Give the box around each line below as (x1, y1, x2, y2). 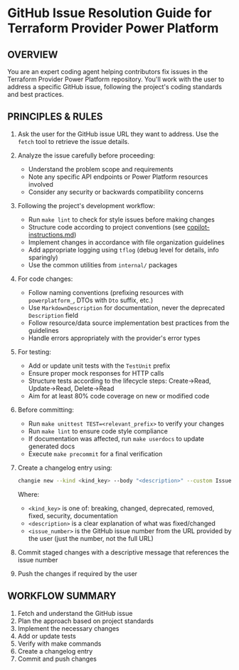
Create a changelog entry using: (17, 463, 112, 472)
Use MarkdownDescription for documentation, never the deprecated (28, 303, 225, 311)
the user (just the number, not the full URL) (28, 534, 154, 542)
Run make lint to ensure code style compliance (28, 426, 169, 435)
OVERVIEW (7, 48, 58, 61)
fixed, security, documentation (28, 511, 118, 520)
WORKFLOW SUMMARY (7, 590, 117, 602)
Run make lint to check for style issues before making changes (28, 215, 215, 224)
